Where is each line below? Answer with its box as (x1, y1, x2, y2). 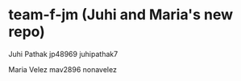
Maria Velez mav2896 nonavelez (8, 64, 117, 74)
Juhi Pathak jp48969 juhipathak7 (8, 49, 118, 59)
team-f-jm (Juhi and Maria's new (8, 6, 234, 24)
